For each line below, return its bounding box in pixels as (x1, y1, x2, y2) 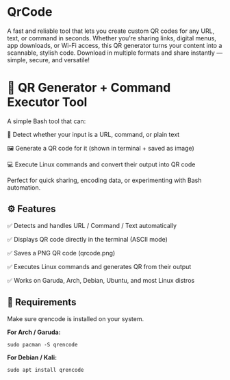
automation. (7, 183, 41, 192)
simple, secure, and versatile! (7, 55, 90, 64)
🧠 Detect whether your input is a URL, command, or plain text (7, 130, 180, 138)
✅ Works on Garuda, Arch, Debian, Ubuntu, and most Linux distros (7, 276, 195, 284)
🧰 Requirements (7, 296, 77, 308)
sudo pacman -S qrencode (7, 341, 78, 348)
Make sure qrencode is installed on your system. (7, 314, 144, 322)
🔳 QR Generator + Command (7, 80, 171, 96)
